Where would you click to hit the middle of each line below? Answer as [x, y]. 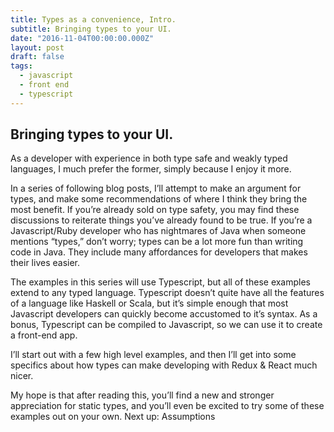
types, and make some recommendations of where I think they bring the [159, 199]
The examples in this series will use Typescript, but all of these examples [161, 282]
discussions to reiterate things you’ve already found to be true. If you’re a [161, 220]
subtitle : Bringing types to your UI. [91, 29]
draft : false [37, 57]
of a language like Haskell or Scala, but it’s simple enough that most [149, 303]
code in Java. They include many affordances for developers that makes [159, 252]
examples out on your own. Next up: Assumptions [113, 417]
